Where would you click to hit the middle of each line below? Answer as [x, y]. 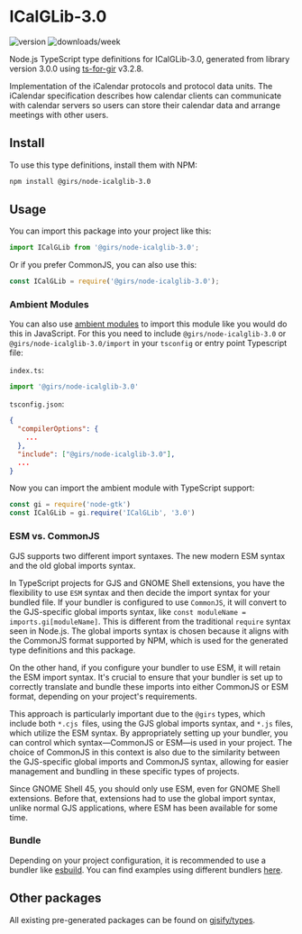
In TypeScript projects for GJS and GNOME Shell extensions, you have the [147, 582]
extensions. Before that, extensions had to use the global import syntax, [143, 798]
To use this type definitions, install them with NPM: [104, 165]
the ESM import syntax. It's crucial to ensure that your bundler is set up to [146, 677]
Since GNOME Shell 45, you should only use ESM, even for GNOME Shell [145, 788]
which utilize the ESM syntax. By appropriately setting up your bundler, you [149, 733]
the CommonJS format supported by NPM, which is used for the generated [149, 640]
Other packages [55, 898]
